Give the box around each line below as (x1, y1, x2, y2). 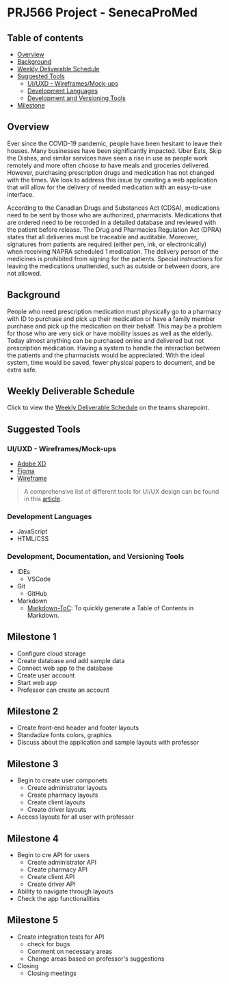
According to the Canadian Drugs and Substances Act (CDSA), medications (7, 204, 220, 212)
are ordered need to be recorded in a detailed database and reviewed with (7, 218, 217, 226)
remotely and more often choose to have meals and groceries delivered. (7, 161, 211, 169)
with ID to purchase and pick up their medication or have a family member (7, 314, 215, 323)
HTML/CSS (16, 535, 49, 543)
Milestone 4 (7, 832, 59, 844)
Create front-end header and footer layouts (16, 723, 139, 732)
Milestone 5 (7, 914, 59, 926)
